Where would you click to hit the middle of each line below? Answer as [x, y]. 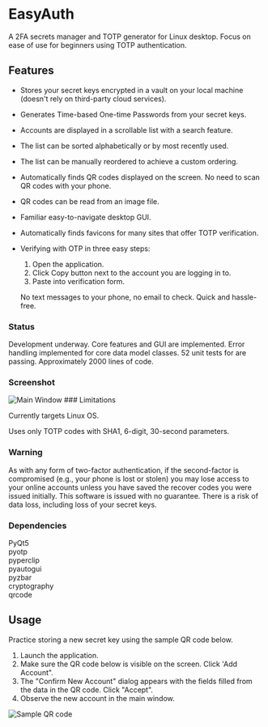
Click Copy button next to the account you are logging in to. [132, 273]
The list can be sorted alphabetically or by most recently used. [124, 146]
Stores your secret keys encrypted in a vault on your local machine [132, 90]
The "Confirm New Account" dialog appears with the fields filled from [136, 681]
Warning [26, 453]
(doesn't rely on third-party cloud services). [93, 99]
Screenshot [32, 382]
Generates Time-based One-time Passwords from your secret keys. [133, 114]
